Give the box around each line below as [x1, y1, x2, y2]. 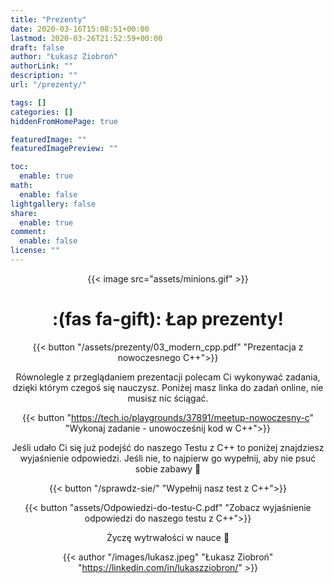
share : [10, 208, 38, 218]
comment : [10, 227, 47, 237]
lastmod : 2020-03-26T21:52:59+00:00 [10, 33, 163, 43]
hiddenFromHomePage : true [10, 116, 118, 126]
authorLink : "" [10, 61, 74, 71]
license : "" [10, 246, 60, 256]
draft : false [10, 42, 65, 53]
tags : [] [10, 97, 47, 108]
